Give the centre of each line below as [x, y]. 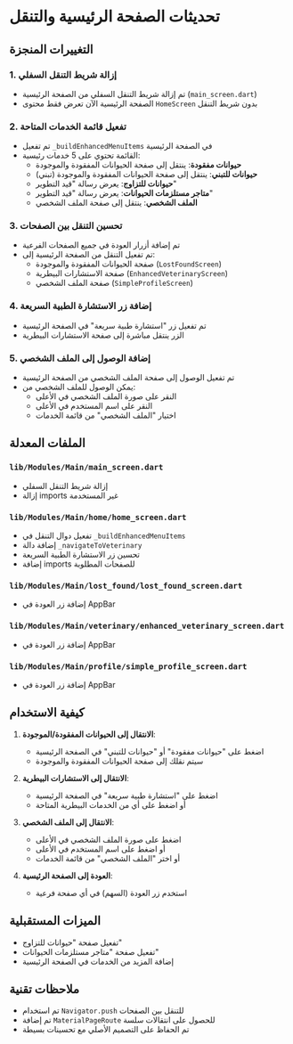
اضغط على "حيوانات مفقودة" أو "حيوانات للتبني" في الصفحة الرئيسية [150, 751]
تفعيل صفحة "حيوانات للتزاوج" [72, 942]
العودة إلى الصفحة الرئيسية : [67, 876]
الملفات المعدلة [48, 443]
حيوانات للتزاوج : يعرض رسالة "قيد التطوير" [106, 184]
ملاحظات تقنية [45, 989]
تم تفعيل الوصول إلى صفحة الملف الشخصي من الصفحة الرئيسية [128, 378]
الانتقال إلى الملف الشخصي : [68, 822]
